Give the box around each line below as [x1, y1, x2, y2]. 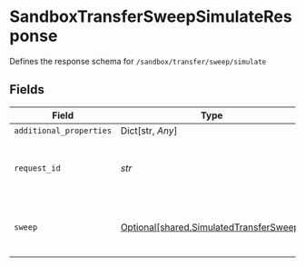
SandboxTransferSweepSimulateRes [9, 6, 292, 27]
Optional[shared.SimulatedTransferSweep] [120, 221, 303, 233]
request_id [14, 163, 61, 173]
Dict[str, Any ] [120, 124, 178, 137]
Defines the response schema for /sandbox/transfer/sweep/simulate [9, 55, 267, 66]
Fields [9, 82, 45, 97]
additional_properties [14, 125, 112, 135]
